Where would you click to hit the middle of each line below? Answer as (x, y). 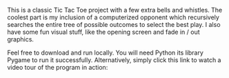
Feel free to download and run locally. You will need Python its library (105, 52)
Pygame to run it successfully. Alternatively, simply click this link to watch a (114, 60)
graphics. (21, 39)
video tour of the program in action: (58, 67)
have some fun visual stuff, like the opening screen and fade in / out (103, 32)
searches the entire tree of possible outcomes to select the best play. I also (114, 25)
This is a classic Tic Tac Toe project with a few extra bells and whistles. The (115, 10)
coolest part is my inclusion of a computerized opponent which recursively (113, 17)
